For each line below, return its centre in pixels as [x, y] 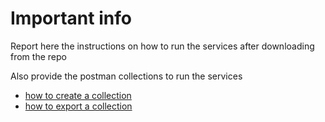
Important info [71, 18]
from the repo [38, 56]
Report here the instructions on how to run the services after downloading [162, 46]
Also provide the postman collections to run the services [126, 76]
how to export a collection [78, 106]
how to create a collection [78, 95]
